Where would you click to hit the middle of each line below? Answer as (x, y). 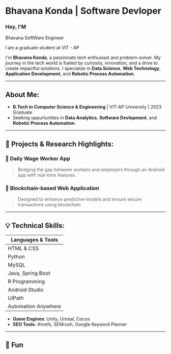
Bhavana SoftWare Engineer (35, 38)
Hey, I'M (16, 27)
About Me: (22, 94)
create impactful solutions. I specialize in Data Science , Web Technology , (83, 68)
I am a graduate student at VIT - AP (42, 48)
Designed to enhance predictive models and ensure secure (80, 199)
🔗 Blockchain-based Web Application (52, 188)
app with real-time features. (47, 175)
